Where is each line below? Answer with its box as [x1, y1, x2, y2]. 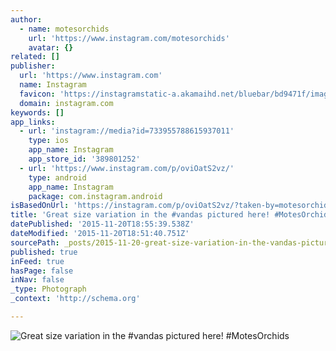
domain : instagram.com [19, 98, 114, 108]
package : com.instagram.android [28, 191, 163, 201]
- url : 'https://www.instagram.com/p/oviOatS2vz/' [19, 163, 235, 173]
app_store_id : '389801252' [28, 154, 141, 164]
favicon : [19, 89, 56, 99]
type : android [28, 172, 87, 183]
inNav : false [10, 275, 65, 285]
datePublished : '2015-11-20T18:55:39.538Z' [10, 219, 195, 230]
